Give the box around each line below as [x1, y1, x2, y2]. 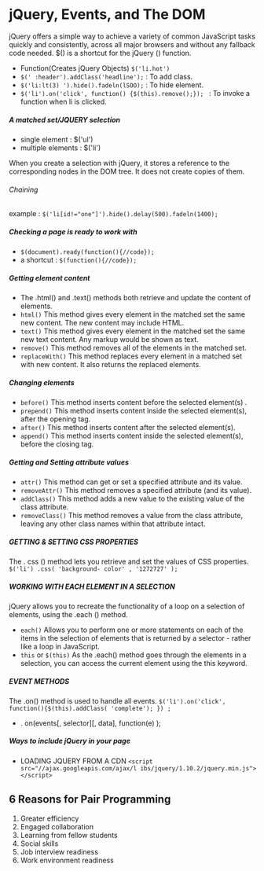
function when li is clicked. [20, 97, 107, 106]
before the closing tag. [20, 439, 94, 449]
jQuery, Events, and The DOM [9, 6, 206, 24]
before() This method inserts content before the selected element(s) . [20, 398, 247, 407]
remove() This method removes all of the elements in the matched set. [20, 344, 247, 353]
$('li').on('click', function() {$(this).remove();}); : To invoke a [20, 88, 251, 97]
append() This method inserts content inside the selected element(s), [20, 431, 244, 441]
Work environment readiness [20, 855, 115, 865]
